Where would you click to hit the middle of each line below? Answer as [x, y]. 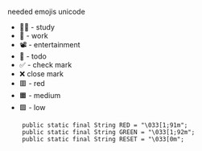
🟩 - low [32, 107]
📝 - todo [33, 56]
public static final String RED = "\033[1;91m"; [105, 125]
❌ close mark [41, 74]
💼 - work [34, 36]
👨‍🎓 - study [37, 27]
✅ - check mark [45, 65]
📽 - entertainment [50, 45]
